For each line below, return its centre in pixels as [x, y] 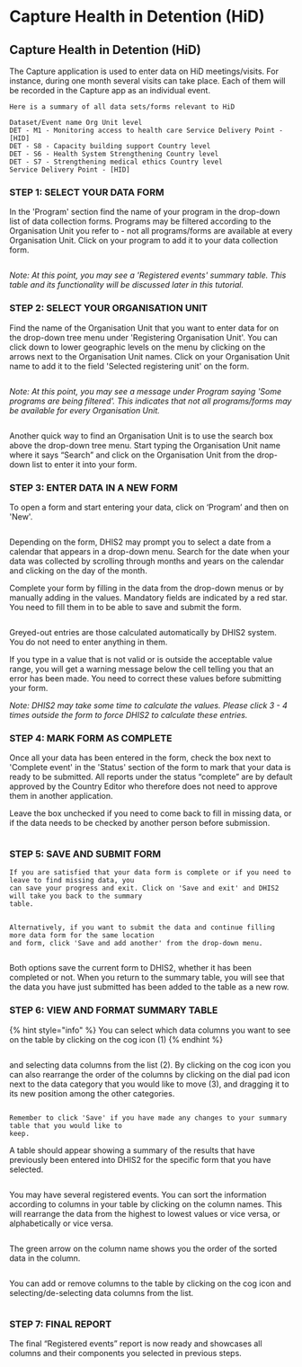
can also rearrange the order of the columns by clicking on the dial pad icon [150, 1074]
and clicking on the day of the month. [79, 570]
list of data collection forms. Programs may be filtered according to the [140, 221]
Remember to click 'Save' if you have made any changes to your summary [148, 1118]
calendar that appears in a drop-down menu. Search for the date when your [150, 551]
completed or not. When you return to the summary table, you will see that [147, 978]
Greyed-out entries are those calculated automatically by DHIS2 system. [143, 632]
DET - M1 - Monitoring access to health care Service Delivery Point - [146, 130]
